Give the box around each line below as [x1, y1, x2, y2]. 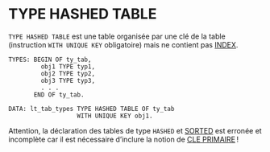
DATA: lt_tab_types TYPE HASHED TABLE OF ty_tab [8, 105, 175, 113]
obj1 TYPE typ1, [40, 62, 95, 71]
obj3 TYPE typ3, [40, 76, 95, 84]
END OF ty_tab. [33, 90, 85, 99]
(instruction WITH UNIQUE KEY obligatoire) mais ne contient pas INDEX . [8, 39, 239, 49]
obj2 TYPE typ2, [40, 69, 95, 77]
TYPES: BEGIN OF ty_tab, [8, 55, 92, 64]
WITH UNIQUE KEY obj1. [77, 112, 153, 120]
